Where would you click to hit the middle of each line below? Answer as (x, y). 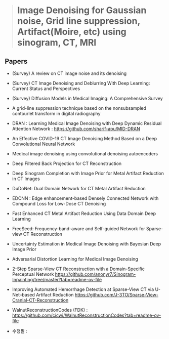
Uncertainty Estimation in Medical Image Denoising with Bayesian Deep (87, 244)
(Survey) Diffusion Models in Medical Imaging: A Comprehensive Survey (87, 98)
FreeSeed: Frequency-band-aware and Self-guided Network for (78, 229)
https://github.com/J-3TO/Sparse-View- (117, 295)
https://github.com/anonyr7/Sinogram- (95, 274)
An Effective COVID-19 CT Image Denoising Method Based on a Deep (85, 138)
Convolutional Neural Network (44, 144)
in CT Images (26, 179)
